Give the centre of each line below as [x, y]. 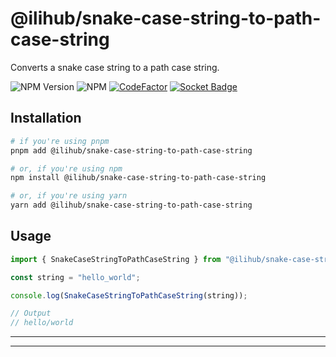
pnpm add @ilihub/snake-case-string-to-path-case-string [131, 150]
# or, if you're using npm [66, 168]
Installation [46, 118]
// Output [31, 313]
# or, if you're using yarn [69, 196]
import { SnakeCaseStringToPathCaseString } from [116, 259]
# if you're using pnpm [60, 141]
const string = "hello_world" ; [75, 277]
